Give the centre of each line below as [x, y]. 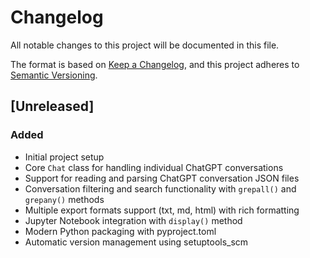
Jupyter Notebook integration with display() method [133, 220]
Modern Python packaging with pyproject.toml [120, 231]
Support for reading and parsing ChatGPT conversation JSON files [162, 178]
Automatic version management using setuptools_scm [136, 242]
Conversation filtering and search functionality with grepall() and [160, 188]
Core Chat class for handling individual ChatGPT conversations [154, 167]
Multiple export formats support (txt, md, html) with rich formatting [162, 210]
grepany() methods [64, 199]
